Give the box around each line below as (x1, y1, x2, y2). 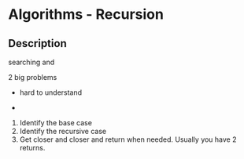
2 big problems (8, 73, 57, 81)
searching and (8, 57, 55, 67)
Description (8, 37, 67, 50)
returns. (19, 143, 46, 152)
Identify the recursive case (19, 127, 107, 136)
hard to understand (19, 88, 83, 97)
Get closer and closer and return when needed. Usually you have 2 (19, 135, 238, 144)
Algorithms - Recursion (8, 5, 164, 23)
